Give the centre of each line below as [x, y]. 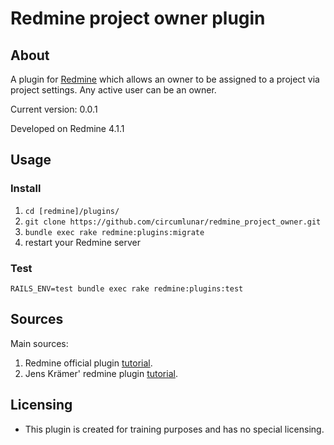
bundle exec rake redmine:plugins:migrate [114, 232]
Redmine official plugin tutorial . [88, 363]
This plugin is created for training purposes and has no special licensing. [174, 429]
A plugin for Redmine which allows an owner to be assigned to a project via [165, 79]
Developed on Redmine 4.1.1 [67, 128]
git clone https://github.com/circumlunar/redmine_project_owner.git [173, 222]
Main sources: [39, 343]
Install [26, 189]
